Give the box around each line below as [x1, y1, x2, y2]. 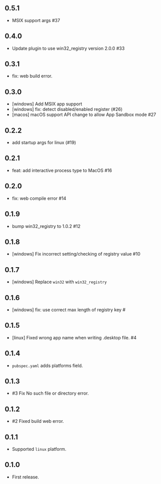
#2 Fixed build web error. [12, 418, 64, 424]
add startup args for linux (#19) [12, 140, 76, 146]
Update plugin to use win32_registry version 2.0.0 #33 [12, 45, 125, 51]
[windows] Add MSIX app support [12, 101, 82, 107]
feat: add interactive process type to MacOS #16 [12, 167, 112, 173]
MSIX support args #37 [12, 17, 61, 23]
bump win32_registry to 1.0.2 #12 [12, 223, 81, 229]
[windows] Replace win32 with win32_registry [12, 279, 107, 285]
